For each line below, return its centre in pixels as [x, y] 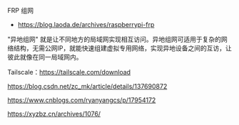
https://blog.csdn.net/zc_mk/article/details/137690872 [87, 86]
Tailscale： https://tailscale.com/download [69, 72]
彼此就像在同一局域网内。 [45, 57]
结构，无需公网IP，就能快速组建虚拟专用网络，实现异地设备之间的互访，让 [122, 48]
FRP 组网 [21, 10]
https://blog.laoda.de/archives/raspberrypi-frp [86, 25]
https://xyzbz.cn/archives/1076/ [54, 114]
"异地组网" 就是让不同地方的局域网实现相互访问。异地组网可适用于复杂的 [114, 39]
